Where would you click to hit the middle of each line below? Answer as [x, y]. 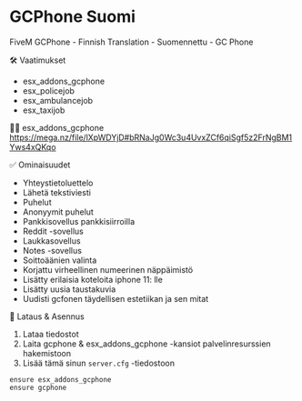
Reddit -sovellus [53, 231]
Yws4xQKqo [33, 146]
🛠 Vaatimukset [38, 60]
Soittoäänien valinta [60, 260]
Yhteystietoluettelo [58, 183]
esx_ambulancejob [58, 100]
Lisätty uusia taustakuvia [69, 289]
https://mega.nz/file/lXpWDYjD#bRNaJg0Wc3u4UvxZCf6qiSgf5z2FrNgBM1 [151, 137]
